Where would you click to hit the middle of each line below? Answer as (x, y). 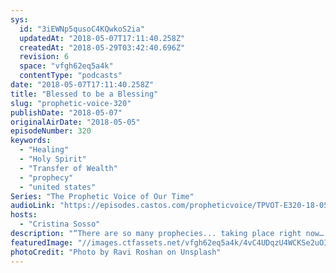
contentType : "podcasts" (71, 76)
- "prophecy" (46, 177)
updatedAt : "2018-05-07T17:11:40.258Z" (102, 38)
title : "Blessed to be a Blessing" (84, 94)
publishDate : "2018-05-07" (66, 112)
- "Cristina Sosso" (60, 224)
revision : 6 (44, 57)
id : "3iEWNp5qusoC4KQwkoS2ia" (82, 29)
